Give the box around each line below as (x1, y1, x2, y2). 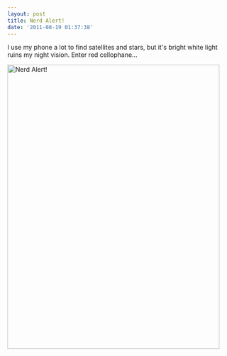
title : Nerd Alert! (7, 17, 65, 24)
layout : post (7, 10, 46, 18)
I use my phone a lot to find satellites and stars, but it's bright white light (7, 43, 218, 52)
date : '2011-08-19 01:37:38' (7, 23, 94, 31)
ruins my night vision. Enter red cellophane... (7, 50, 138, 59)
